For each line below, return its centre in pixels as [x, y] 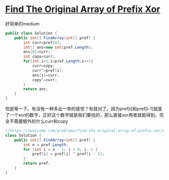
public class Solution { [31, 33]
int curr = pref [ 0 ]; [43, 43]
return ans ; [36, 89]
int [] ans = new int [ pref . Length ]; [58, 47]
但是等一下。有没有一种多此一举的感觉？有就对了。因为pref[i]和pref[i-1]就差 [84, 109]
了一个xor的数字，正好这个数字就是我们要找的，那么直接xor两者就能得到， [82, 115]
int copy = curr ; [39, 57]
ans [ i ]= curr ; [46, 75]
